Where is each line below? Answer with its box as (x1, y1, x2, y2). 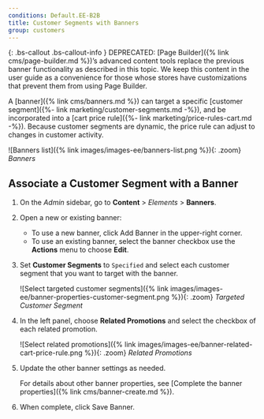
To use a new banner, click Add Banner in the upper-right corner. (31, 228, 243, 238)
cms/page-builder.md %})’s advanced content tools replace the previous (8, 56, 244, 65)
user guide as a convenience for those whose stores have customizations (8, 73, 247, 83)
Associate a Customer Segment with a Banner (8, 177, 239, 190)
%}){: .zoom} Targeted (170, 293, 245, 302)
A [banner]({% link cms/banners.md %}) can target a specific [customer (8, 96, 243, 107)
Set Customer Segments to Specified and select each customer (19, 260, 230, 270)
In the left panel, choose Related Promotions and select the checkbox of (19, 316, 256, 326)
